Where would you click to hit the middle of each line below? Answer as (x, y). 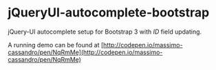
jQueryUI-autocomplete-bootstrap (109, 13)
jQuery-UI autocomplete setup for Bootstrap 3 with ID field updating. (105, 32)
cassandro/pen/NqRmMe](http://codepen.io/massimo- (85, 52)
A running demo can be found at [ (56, 45)
